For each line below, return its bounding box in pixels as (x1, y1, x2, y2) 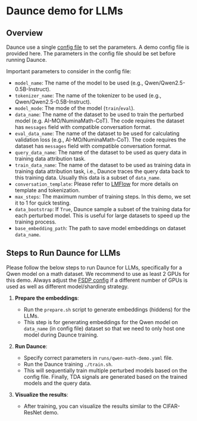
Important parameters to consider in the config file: (6, 68, 132, 75)
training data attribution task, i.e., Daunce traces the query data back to (14, 168, 190, 175)
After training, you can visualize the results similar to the (23, 403, 162, 410)
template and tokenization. (14, 187, 80, 194)
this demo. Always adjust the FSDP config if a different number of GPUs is (6, 277, 188, 284)
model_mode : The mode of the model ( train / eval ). (14, 105, 135, 111)
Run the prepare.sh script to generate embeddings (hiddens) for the (23, 306, 190, 313)
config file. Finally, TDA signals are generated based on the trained (23, 373, 187, 380)
